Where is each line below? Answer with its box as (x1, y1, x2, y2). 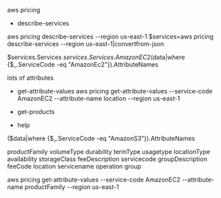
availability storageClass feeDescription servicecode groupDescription (7, 155, 208, 163)
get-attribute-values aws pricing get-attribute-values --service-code (17, 87, 213, 95)
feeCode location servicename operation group (7, 162, 142, 170)
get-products (17, 108, 55, 115)
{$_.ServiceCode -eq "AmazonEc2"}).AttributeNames (7, 60, 158, 68)
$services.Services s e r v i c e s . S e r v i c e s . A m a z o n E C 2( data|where (7, 53, 185, 61)
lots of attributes (7, 74, 54, 82)
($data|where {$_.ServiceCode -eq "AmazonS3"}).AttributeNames (7, 134, 196, 142)
